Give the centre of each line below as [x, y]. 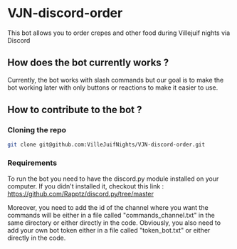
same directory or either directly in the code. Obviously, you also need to [114, 223]
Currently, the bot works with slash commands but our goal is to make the [116, 80]
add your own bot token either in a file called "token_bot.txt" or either [109, 230]
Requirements [32, 163]
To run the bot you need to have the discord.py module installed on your [113, 179]
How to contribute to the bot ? [75, 110]
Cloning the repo [37, 130]
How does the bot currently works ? [88, 63]
